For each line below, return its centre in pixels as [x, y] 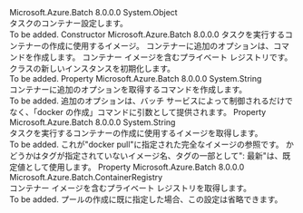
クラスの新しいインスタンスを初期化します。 [92, 68]
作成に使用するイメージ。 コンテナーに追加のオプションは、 [161, 46]
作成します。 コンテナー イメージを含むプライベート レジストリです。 [163, 57]
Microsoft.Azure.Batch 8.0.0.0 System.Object [94, 12]
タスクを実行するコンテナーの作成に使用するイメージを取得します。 [136, 133]
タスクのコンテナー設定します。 [69, 23]
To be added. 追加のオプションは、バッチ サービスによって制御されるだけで [151, 101]
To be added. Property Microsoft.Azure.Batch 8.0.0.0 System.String [136, 78]
